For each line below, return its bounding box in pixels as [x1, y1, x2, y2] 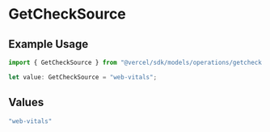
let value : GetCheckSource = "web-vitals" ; [8, 73, 158, 81]
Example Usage [8, 37, 89, 51]
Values [8, 96, 44, 109]
